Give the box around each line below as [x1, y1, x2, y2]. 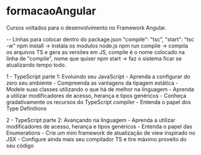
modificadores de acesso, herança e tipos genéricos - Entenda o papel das [6, 123, 193, 130]
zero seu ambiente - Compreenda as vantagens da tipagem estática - [6, 79, 178, 87]
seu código [6, 142, 34, 149]
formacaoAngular [6, 4, 97, 18]
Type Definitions [6, 105, 47, 112]
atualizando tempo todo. [6, 61, 67, 68]
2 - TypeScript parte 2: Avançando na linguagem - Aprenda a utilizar [6, 116, 176, 124]
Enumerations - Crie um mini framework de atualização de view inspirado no [6, 129, 196, 136]
